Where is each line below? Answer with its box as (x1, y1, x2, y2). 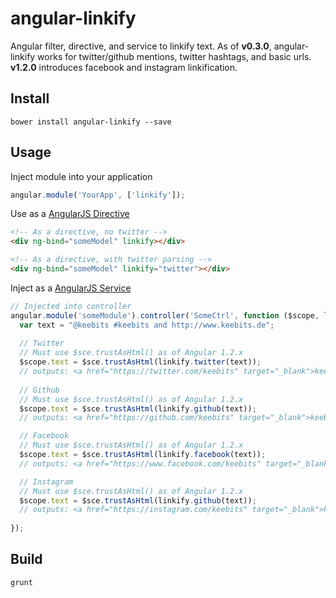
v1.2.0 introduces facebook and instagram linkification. (10, 61, 238, 73)
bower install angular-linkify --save (10, 117, 172, 127)
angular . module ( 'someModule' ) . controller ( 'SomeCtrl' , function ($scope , (10, 310, 320, 321)
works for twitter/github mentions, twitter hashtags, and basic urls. (37, 50, 312, 62)
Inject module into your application (10, 170, 153, 182)
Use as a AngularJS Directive (10, 208, 130, 220)
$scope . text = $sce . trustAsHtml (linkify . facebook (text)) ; (19, 450, 267, 460)
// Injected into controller (10, 301, 132, 311)
